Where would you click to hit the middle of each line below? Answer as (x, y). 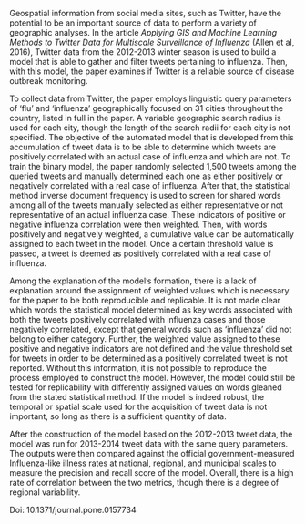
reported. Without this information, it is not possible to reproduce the (138, 368)
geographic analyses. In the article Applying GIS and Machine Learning (143, 32)
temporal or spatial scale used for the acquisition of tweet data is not (138, 406)
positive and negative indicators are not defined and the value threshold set (151, 349)
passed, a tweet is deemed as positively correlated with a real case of (140, 253)
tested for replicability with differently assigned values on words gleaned (146, 387)
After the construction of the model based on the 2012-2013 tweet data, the (151, 434)
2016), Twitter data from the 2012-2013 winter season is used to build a (143, 52)
